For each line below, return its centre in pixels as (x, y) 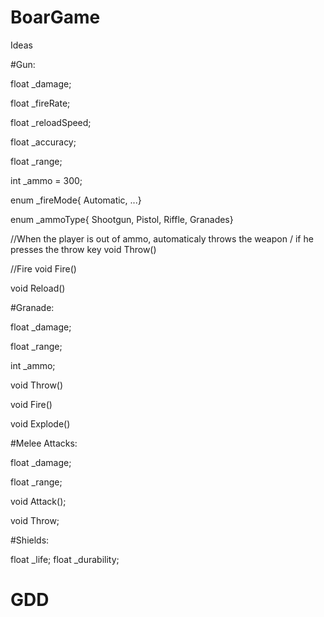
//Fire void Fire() (43, 268)
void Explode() (40, 423)
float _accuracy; (43, 142)
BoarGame (55, 17)
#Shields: (30, 540)
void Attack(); (38, 501)
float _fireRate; (40, 103)
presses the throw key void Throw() (83, 249)
